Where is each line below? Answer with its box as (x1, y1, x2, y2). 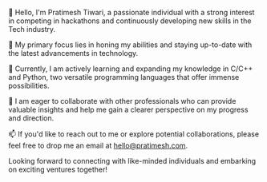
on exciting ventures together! (8, 164, 108, 174)
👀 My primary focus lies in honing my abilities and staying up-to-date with (8, 40, 253, 49)
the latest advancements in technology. (8, 49, 139, 57)
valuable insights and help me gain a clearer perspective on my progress (8, 105, 249, 114)
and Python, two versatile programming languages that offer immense (8, 73, 240, 81)
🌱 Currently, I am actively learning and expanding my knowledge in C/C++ (8, 64, 253, 73)
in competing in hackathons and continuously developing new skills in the (8, 16, 252, 26)
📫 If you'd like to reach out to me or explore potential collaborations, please (8, 129, 259, 139)
